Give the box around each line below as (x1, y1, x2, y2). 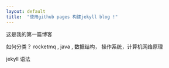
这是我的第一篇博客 (6, 30, 53, 38)
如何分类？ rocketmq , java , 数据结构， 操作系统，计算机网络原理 (6, 43, 163, 50)
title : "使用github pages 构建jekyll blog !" (6, 14, 118, 20)
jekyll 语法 (6, 55, 30, 62)
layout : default (6, 8, 46, 15)
